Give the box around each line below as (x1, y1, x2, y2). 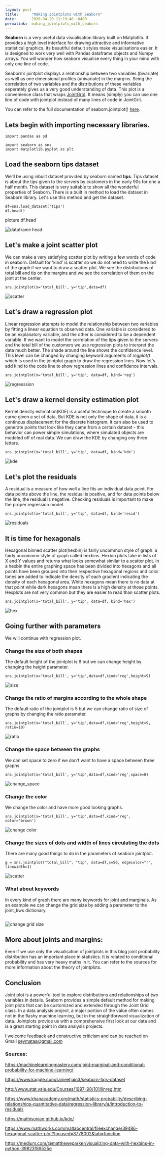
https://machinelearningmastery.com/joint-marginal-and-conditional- (5, 1062, 146, 1068)
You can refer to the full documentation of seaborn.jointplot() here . (5, 106, 140, 112)
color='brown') (5, 818, 36, 823)
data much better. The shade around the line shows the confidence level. (5, 347, 154, 353)
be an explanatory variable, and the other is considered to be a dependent (5, 331, 156, 337)
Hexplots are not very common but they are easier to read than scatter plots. (5, 589, 161, 595)
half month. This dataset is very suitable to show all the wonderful (5, 184, 139, 190)
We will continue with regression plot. (5, 635, 81, 641)
